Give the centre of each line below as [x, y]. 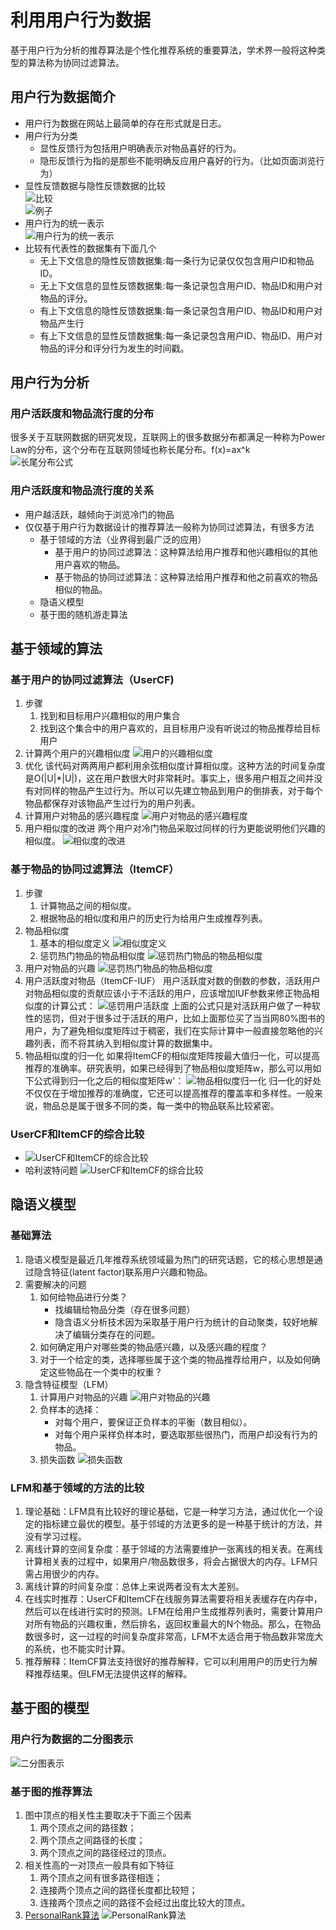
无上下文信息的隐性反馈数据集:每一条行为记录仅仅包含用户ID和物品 [177, 260]
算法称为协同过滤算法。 [76, 62]
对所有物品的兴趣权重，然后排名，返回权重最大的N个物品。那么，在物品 [173, 1624]
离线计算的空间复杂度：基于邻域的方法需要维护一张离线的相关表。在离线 [173, 1549]
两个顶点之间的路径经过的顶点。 [105, 1852]
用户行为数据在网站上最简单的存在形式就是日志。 [125, 123]
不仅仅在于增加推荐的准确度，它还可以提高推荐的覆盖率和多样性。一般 [169, 1093]
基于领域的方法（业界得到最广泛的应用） [123, 539]
